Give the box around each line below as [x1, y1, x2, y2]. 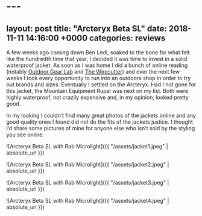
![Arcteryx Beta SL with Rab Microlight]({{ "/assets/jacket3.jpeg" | [6, 179, 169, 186]
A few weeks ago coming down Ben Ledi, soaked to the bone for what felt [6, 49, 190, 56]
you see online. [6, 131, 44, 138]
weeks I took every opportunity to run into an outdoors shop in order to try [6, 75, 191, 81]
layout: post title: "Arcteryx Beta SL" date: [6, 24, 168, 34]
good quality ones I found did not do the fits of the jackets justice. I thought [6, 118, 193, 125]
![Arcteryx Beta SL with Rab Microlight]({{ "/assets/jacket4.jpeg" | [6, 197, 169, 204]
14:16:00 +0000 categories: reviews [25, 33, 166, 43]
